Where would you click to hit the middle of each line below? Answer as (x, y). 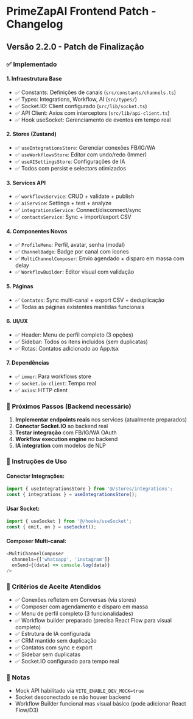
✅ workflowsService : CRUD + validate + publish (75, 196)
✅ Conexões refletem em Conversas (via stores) (76, 600)
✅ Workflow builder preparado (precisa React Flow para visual (93, 621)
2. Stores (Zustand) (31, 134)
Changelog (35, 24)
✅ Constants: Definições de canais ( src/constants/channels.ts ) (96, 92)
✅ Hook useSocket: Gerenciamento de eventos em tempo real (93, 120)
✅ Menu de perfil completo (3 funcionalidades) (74, 614)
